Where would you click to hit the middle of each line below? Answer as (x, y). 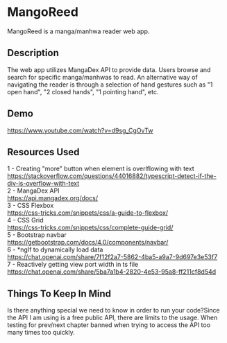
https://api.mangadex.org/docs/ (53, 198)
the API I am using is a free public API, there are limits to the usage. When (112, 318)
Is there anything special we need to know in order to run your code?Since (113, 310)
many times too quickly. (41, 333)
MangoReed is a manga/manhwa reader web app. (78, 31)
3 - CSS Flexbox (31, 206)
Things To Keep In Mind (59, 293)
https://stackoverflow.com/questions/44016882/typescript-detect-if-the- (112, 176)
